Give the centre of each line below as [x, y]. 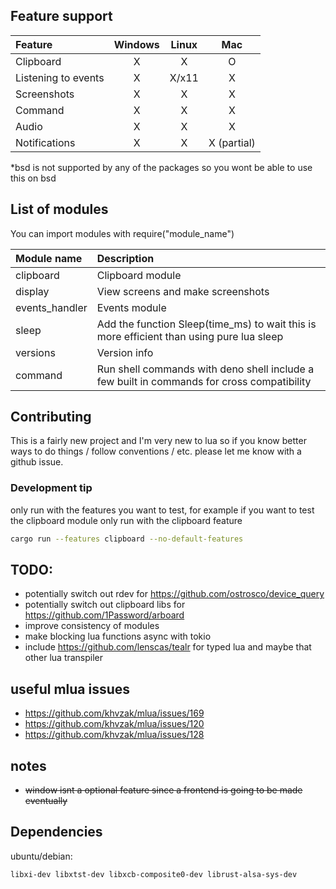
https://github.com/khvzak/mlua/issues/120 [114, 724]
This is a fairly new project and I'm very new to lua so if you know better [158, 441]
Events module [131, 307]
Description [125, 258]
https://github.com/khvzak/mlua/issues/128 [114, 735]
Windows [136, 44]
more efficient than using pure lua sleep [190, 336]
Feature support [61, 16]
